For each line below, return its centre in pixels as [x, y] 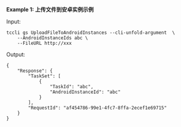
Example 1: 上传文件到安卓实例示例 [50, 9]
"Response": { [35, 71]
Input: [14, 21]
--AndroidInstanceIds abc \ [53, 38]
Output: [16, 54]
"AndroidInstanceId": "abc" [85, 92]
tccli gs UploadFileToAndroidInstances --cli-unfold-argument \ [90, 33]
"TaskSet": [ [45, 76]
